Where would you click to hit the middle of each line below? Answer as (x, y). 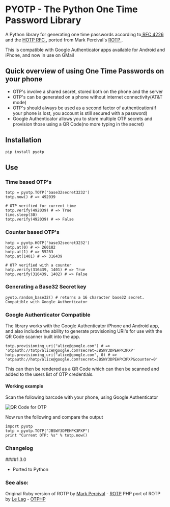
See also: (17, 482)
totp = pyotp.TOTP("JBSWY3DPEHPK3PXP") (48, 431)
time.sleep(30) (21, 215)
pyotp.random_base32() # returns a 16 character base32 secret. (75, 297)
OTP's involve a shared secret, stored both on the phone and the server (88, 91)
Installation (23, 140)
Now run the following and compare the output (54, 417)
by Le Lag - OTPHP (25, 499)
